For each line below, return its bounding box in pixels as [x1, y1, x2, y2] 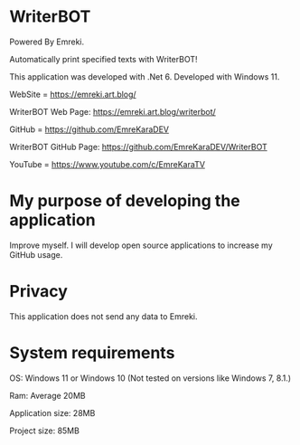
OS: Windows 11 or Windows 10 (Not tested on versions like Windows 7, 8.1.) [9, 373, 292, 383]
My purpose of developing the [9, 191, 241, 212]
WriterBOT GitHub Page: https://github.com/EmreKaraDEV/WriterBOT [9, 141, 268, 152]
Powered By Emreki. [9, 36, 85, 47]
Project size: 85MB [9, 425, 80, 436]
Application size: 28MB [9, 407, 96, 418]
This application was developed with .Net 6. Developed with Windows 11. [9, 71, 280, 82]
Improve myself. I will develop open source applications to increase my [9, 240, 273, 251]
